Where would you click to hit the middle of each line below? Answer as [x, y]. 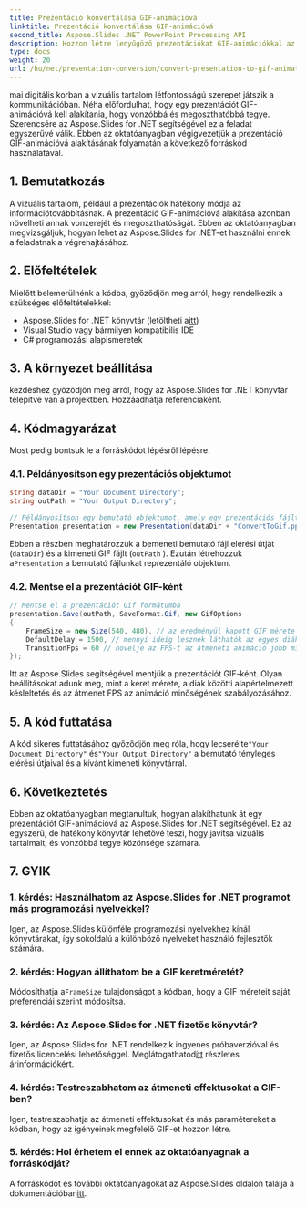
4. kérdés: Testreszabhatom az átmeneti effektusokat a [134, 1088]
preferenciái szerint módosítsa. [67, 1001]
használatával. [36, 152]
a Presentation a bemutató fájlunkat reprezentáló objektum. [120, 562]
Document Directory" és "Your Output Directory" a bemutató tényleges [143, 754]
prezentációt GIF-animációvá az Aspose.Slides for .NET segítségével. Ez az [151, 823]
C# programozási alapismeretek [82, 339]
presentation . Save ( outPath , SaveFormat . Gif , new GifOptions [126, 614]
